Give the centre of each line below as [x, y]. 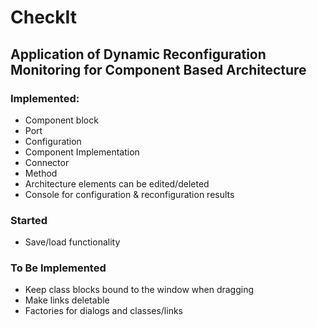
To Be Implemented [58, 268]
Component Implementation [82, 152]
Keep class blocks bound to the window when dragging [139, 290]
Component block [61, 120]
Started [29, 220]
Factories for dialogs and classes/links [103, 311]
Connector [47, 162]
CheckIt [44, 17]
